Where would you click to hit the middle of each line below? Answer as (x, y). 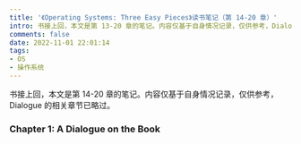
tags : (19, 51)
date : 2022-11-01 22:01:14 (60, 42)
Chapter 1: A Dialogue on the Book (85, 129)
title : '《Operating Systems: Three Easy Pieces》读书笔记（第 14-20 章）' (143, 17)
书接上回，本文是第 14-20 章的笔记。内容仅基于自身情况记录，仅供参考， (144, 94)
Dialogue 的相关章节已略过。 (62, 105)
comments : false (39, 34)
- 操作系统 (27, 68)
